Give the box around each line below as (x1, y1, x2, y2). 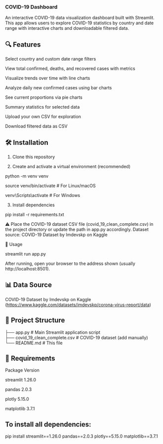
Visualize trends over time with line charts (5, 75, 90, 81)
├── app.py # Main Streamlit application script (5, 329, 100, 335)
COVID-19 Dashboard (5, 3, 58, 10)
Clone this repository (12, 154, 55, 160)
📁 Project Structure (5, 316, 65, 324)
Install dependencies (12, 202, 55, 208)
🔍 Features (5, 40, 41, 49)
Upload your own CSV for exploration (5, 114, 81, 120)
